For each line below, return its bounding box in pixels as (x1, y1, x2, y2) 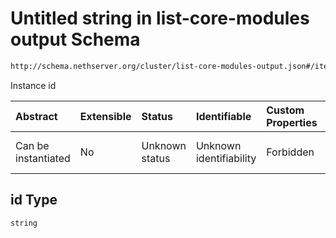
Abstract (15, 109, 58, 123)
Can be (15, 138, 50, 152)
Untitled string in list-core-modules (10, 7, 310, 30)
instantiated (15, 151, 71, 165)
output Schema (10, 28, 141, 51)
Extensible (79, 109, 132, 123)
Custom (266, 103, 305, 117)
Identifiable (195, 109, 252, 123)
